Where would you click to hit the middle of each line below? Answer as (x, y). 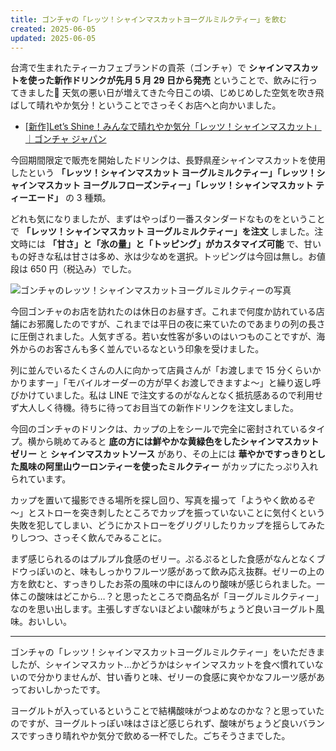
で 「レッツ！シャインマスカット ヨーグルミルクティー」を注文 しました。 (162, 232)
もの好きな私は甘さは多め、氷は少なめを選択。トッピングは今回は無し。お (163, 257)
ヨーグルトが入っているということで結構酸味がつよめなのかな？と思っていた (167, 711)
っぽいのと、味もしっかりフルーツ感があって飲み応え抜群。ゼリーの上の (176, 572)
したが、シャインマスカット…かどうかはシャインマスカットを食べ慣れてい (162, 665)
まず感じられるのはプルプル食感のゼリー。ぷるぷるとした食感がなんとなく (163, 559)
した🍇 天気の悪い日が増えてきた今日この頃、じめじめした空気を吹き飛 (180, 93)
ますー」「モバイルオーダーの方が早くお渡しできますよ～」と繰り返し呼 (174, 383)
